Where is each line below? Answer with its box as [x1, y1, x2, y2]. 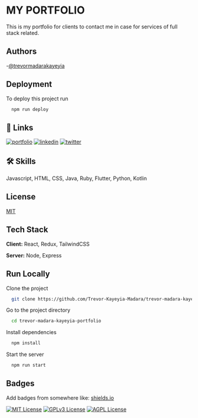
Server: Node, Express [6, 252, 62, 259]
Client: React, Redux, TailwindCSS [6, 240, 90, 247]
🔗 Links [6, 122, 34, 133]
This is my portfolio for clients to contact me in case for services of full [6, 23, 178, 30]
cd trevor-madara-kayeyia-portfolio [11, 318, 101, 324]
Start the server [6, 351, 44, 358]
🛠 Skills [6, 156, 37, 166]
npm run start [11, 363, 46, 368]
